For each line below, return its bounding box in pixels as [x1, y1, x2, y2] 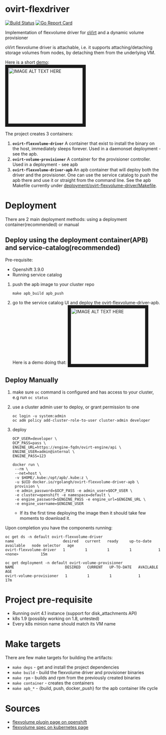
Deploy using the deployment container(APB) [5, 236, 149, 244]
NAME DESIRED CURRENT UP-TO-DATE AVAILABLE [5, 565, 159, 569]
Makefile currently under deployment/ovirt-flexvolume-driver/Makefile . [12, 182, 157, 188]
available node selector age [5, 543, 74, 548]
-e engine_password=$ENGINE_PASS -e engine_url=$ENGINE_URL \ [14, 497, 146, 502]
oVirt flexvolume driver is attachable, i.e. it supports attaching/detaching [5, 44, 153, 50]
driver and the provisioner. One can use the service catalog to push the [12, 172, 158, 178]
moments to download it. [19, 515, 71, 521]
